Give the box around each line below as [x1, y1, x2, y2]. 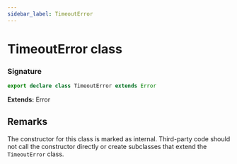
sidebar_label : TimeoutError [7, 10, 93, 18]
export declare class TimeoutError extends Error [7, 82, 157, 89]
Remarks [7, 116, 48, 128]
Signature [7, 66, 42, 76]
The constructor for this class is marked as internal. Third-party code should [7, 134, 231, 143]
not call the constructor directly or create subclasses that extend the [7, 142, 207, 151]
